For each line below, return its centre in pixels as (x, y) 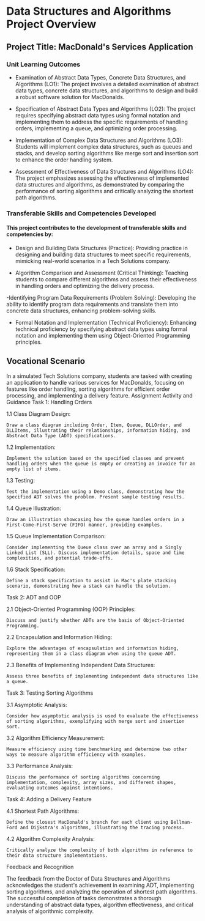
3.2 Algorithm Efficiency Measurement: (56, 738)
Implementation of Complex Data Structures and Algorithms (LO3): (99, 140)
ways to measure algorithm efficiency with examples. (76, 754)
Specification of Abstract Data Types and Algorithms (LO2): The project (105, 109)
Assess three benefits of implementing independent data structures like (102, 676)
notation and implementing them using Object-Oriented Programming (102, 335)
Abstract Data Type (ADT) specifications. (61, 435)
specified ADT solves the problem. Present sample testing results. (95, 497)
